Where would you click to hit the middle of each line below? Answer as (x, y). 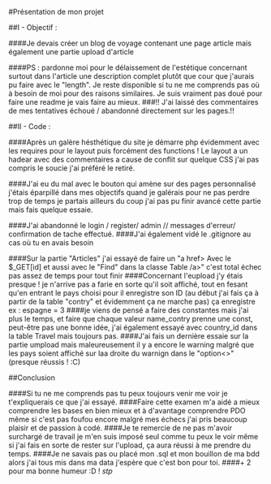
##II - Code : (30, 126)
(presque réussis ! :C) (45, 362)
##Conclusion (32, 378)
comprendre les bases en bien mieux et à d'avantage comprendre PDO (127, 411)
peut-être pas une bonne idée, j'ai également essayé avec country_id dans (133, 327)
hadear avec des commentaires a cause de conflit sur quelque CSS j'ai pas (134, 159)
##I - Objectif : (33, 27)
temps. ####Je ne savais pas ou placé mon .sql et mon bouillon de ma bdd (134, 454)
